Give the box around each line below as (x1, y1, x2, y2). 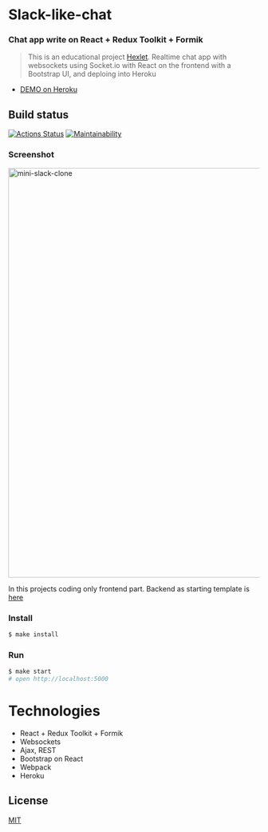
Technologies (8, 702, 101, 720)
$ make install (8, 630, 59, 639)
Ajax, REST (19, 745, 57, 754)
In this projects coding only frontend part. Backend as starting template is (8, 583, 250, 593)
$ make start (8, 667, 52, 676)
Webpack (19, 762, 52, 772)
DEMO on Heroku (19, 85, 78, 94)
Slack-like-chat (8, 6, 112, 24)
